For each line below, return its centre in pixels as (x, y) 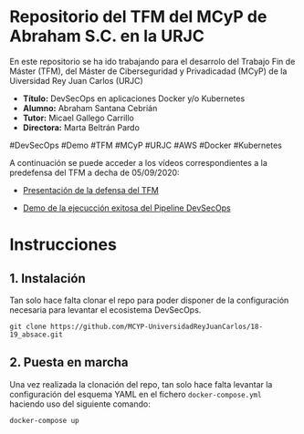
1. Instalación (47, 279)
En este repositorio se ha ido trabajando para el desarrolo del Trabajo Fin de (152, 61)
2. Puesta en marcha (69, 362)
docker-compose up (44, 420)
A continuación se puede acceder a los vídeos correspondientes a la (138, 162)
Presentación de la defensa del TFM (91, 190)
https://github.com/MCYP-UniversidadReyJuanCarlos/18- (156, 326)
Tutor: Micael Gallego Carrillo (78, 118)
